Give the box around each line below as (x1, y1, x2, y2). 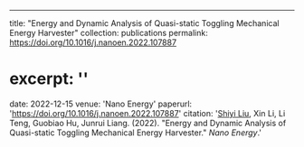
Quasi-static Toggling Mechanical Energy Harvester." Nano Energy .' (9, 127, 262, 138)
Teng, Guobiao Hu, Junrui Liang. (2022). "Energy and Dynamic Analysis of (9, 117, 287, 128)
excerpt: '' (9, 69, 89, 89)
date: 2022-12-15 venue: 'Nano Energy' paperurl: (9, 98, 193, 109)
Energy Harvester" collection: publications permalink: (9, 28, 208, 38)
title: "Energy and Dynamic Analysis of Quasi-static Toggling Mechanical (9, 18, 280, 28)
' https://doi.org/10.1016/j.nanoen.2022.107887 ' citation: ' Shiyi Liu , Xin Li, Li (9, 107, 286, 118)
